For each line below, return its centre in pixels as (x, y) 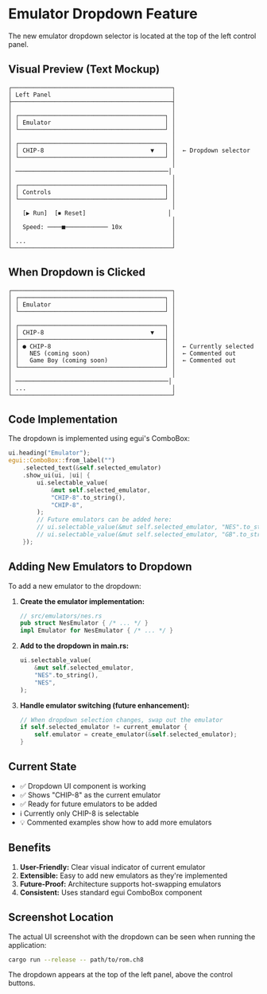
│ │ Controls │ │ (92, 192)
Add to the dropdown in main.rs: (74, 646)
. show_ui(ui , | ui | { (56, 475)
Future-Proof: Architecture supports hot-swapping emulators (120, 883)
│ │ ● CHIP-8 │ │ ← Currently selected (131, 346)
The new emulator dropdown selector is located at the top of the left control (132, 36)
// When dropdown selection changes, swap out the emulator (121, 720)
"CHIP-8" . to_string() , (88, 497)
